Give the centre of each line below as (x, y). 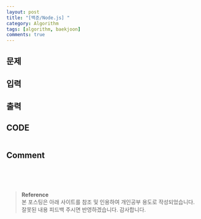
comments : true (26, 35)
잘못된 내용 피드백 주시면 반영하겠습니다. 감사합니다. (83, 209)
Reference (35, 195)
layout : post (23, 12)
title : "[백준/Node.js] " (38, 18)
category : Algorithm (33, 23)
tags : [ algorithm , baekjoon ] (44, 29)
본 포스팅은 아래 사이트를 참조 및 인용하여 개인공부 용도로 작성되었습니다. (108, 202)
